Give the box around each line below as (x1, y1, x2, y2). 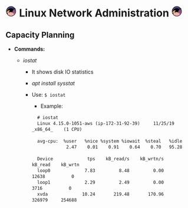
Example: (40, 103, 63, 110)
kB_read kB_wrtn (31, 162, 80, 168)
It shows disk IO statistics (31, 68, 94, 75)
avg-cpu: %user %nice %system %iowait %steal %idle (37, 138, 183, 144)
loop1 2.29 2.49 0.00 (37, 180, 164, 186)
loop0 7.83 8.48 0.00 (37, 168, 164, 174)
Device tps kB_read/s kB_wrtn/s (37, 156, 164, 162)
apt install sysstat (31, 80, 75, 87)
